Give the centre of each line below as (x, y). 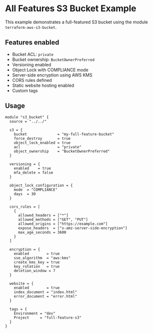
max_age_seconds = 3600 (42, 232)
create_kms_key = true (37, 262)
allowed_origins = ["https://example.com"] (63, 224)
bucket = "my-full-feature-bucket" (64, 134)
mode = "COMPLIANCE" (36, 190)
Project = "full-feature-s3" (48, 317)
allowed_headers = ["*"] (43, 215)
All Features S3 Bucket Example (71, 9)
